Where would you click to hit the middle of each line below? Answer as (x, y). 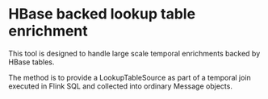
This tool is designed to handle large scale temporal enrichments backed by (134, 53)
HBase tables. (31, 62)
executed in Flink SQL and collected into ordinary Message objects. (120, 86)
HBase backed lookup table (102, 14)
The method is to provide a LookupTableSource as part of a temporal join (130, 77)
